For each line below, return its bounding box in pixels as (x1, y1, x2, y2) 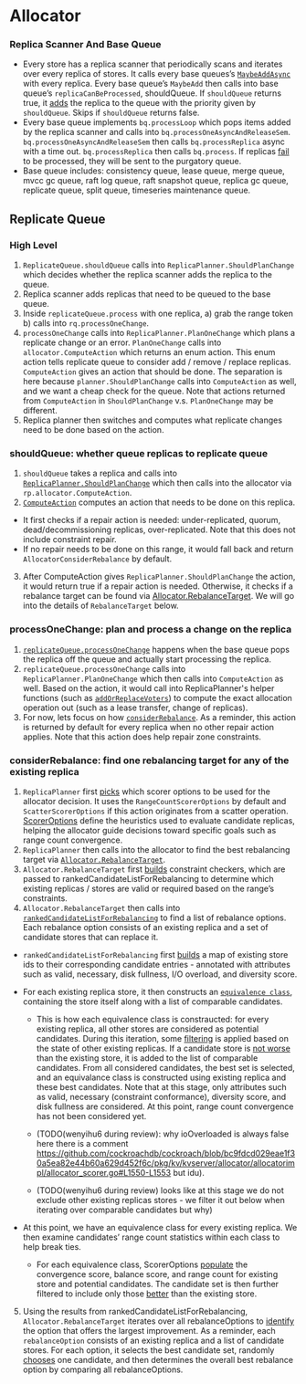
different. (22, 405, 58, 416)
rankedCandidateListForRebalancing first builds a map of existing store (22, 949, 289, 960)
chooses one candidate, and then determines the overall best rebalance (22, 1355, 294, 1366)
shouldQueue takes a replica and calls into (22, 467, 178, 479)
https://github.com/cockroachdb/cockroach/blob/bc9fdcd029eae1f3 (36, 1148, 295, 1159)
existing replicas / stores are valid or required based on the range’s (22, 883, 275, 895)
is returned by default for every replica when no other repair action (22, 721, 275, 732)
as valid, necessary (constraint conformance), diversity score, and (36, 1092, 287, 1103)
